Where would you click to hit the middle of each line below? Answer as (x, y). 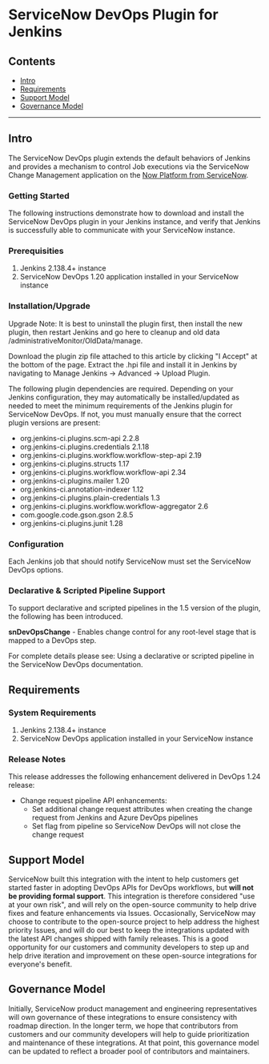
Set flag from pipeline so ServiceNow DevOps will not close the (137, 826)
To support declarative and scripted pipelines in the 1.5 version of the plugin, (134, 608)
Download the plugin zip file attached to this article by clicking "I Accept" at (133, 356)
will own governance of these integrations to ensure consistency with (123, 1017)
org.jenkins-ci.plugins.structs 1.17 (74, 464)
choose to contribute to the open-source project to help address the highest (134, 921)
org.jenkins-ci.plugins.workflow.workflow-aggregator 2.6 (114, 506)
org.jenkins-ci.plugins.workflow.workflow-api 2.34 (103, 472)
